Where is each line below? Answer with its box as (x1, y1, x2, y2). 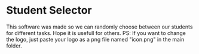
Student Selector (6, 4, 92, 17)
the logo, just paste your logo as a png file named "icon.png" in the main (6, 36, 185, 43)
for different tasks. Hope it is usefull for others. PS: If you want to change (6, 29, 186, 36)
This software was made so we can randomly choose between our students (6, 23, 193, 30)
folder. (6, 42, 22, 49)
